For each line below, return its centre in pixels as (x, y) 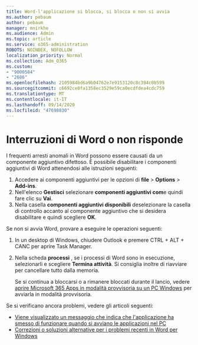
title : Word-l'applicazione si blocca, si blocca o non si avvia (88, 11)
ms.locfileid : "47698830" (38, 110)
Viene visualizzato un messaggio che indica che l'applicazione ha (94, 317)
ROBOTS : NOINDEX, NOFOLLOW (39, 50)
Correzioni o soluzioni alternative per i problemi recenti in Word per (96, 330)
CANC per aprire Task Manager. (53, 247)
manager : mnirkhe (27, 28)
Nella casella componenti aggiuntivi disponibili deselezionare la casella (103, 205)
